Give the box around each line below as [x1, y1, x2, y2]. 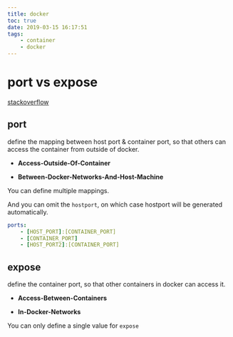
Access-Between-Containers [17, 294, 108, 303]
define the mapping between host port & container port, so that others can [7, 137, 227, 146]
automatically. [7, 207, 48, 216]
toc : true [7, 17, 37, 24]
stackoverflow [7, 98, 49, 106]
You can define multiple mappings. [7, 186, 110, 195]
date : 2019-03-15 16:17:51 [7, 24, 88, 31]
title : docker [7, 10, 50, 18]
